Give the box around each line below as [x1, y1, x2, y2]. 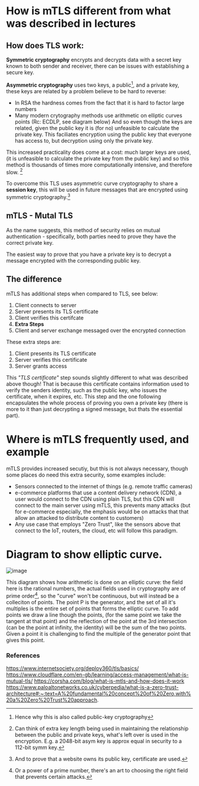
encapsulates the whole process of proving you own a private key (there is [6, 399, 188, 406]
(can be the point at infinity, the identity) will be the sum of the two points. [6, 624, 187, 631]
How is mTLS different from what [6, 4, 171, 18]
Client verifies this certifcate [14, 314, 84, 321]
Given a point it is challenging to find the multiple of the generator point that [6, 630, 191, 637]
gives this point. [6, 637, 45, 644]
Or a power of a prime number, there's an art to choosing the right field [14, 767, 188, 774]
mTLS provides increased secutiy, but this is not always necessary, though [6, 465, 188, 472]
